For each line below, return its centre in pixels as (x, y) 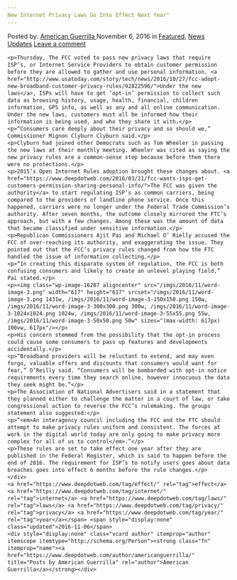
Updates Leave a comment (47, 43)
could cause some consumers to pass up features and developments (108, 342)
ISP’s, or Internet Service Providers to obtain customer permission (112, 65)
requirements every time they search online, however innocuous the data (119, 377)
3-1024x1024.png (31, 313)
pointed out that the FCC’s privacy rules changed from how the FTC (111, 249)
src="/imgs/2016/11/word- (182, 285)
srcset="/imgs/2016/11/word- (171, 292)
